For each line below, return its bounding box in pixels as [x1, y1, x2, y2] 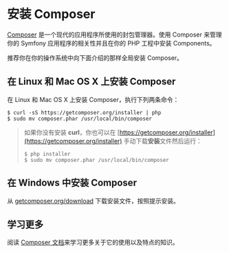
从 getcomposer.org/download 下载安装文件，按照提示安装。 [7, 196, 180, 205]
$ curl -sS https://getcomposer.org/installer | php [7, 109, 162, 116]
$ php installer [23, 150, 71, 157]
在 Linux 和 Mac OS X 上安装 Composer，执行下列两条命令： [7, 95, 179, 103]
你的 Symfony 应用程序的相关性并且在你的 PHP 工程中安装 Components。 [7, 39, 216, 47]
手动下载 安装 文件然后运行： [123, 136, 203, 145]
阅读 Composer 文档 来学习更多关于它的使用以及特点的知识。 [7, 239, 179, 247]
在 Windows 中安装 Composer [7, 177, 138, 189]
